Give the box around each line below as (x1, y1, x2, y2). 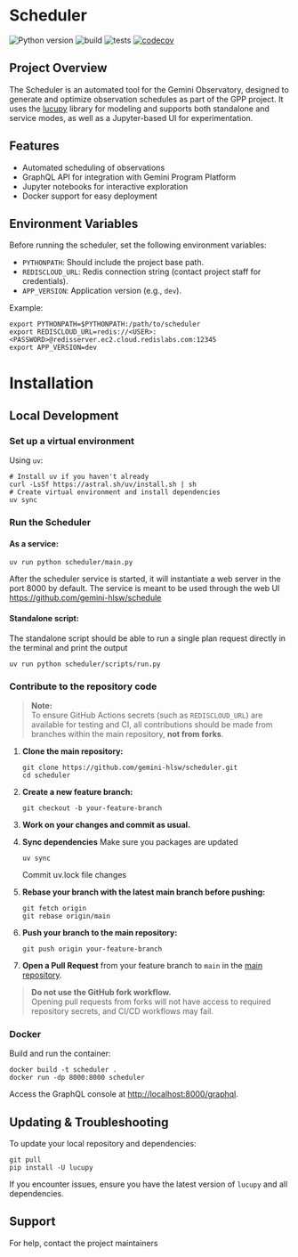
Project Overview (9, 61, 108, 76)
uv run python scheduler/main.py (9, 558, 133, 567)
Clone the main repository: (21, 745, 124, 757)
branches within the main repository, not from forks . (30, 728, 224, 739)
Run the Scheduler (9, 516, 92, 529)
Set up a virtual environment (9, 434, 135, 447)
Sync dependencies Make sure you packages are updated (21, 836, 238, 847)
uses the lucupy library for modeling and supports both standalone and (9, 103, 270, 114)
